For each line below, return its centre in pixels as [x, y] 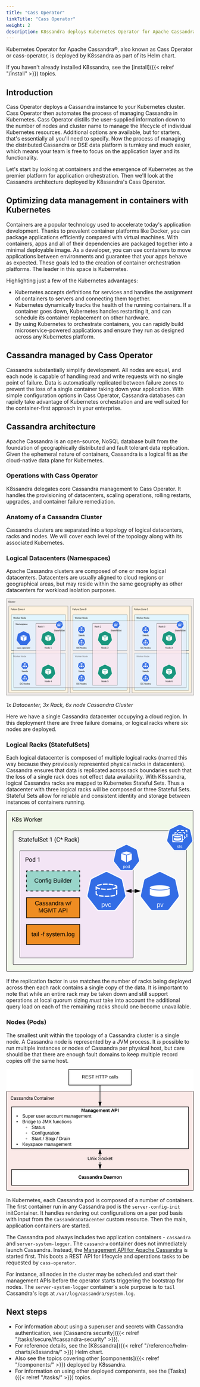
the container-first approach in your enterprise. [64, 408]
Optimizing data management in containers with [97, 201]
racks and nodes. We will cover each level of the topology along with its [94, 536]
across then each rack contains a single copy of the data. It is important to [97, 987]
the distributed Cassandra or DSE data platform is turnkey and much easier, [99, 145]
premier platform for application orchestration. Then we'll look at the [90, 176]
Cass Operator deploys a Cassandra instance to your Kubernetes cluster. [96, 107]
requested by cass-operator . [41, 1263]
